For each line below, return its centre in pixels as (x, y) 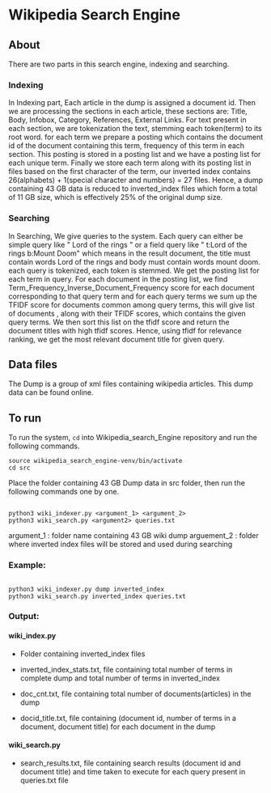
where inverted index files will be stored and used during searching (121, 545)
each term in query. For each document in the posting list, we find (118, 279)
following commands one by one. (64, 492)
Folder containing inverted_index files (83, 654)
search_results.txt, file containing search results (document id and (130, 763)
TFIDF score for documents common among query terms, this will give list (131, 304)
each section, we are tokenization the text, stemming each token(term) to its (135, 129)
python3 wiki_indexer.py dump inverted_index (86, 589)
